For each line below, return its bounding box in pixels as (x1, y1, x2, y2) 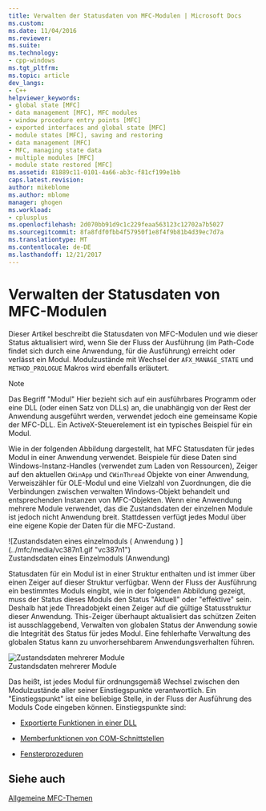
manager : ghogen (8, 198, 62, 206)
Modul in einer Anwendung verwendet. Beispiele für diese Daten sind (8, 452, 237, 462)
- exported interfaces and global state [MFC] (8, 124, 167, 132)
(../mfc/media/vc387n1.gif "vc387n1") (8, 544, 131, 554)
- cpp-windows (8, 57, 56, 65)
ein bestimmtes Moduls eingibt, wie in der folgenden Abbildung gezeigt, (8, 585, 246, 595)
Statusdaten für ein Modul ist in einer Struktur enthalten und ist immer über (8, 569, 256, 578)
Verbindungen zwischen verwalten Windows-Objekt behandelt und (8, 487, 231, 496)
